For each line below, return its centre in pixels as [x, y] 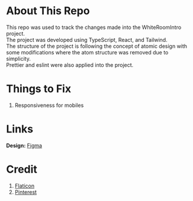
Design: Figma [24, 145]
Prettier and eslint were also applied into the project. [70, 65]
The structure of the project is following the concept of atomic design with [97, 46]
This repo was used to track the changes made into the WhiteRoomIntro [94, 27]
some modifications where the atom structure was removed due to [87, 52]
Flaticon [24, 186]
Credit [22, 169]
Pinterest [26, 192]
